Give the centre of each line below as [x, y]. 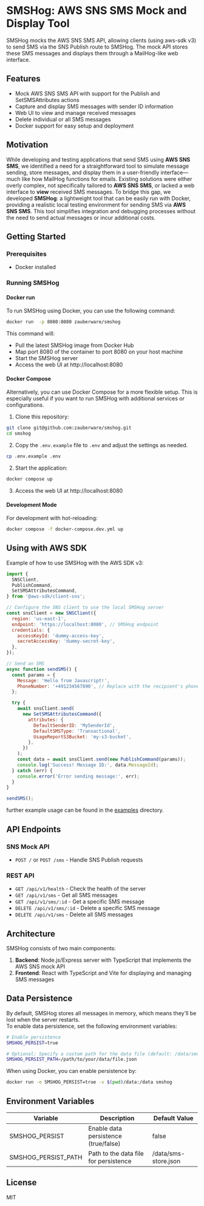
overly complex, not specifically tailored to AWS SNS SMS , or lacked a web [100, 185]
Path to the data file [116, 1154]
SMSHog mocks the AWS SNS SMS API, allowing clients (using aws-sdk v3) [101, 40]
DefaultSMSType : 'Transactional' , [77, 731]
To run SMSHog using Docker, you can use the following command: [91, 311]
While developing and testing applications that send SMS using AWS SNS [98, 159]
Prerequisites [26, 254]
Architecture [31, 934]
